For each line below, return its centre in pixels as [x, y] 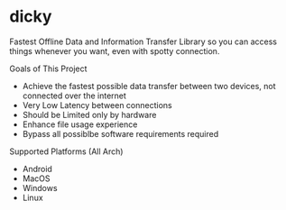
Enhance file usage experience [80, 124]
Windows [40, 187]
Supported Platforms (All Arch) [66, 151]
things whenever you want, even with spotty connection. [115, 50]
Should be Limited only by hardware [89, 114]
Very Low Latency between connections [97, 105]
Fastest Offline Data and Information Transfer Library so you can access [143, 41]
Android [37, 169]
